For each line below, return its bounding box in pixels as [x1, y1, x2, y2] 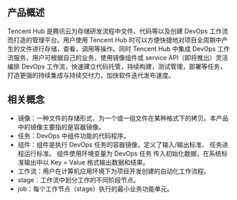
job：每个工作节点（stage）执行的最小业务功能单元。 [17, 184, 173, 193]
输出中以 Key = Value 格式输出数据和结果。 [23, 158, 150, 166]
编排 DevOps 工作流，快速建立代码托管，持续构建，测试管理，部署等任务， [7, 62, 226, 71]
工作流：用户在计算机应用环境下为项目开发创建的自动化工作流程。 [17, 167, 210, 175]
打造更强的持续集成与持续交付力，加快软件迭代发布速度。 [7, 71, 175, 79]
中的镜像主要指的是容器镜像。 [17, 122, 105, 131]
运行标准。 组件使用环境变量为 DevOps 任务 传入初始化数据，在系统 [23, 149, 222, 158]
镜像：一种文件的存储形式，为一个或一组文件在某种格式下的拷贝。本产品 [17, 114, 229, 122]
